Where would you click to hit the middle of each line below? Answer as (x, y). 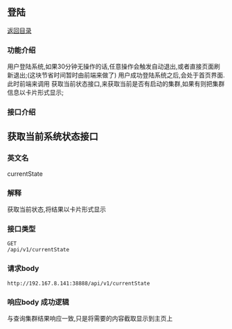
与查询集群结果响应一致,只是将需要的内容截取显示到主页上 (90, 318)
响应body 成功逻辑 (38, 302)
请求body (23, 269)
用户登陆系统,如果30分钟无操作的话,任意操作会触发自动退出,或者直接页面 (111, 66)
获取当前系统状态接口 (53, 137)
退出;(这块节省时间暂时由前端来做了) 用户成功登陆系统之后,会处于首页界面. (119, 75)
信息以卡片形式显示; (36, 93)
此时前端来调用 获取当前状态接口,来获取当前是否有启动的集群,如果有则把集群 (116, 84)
